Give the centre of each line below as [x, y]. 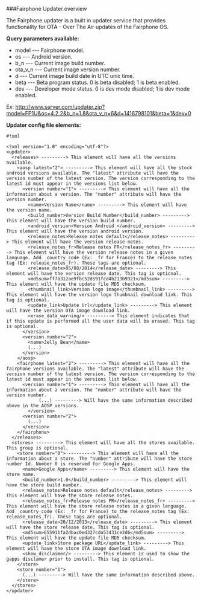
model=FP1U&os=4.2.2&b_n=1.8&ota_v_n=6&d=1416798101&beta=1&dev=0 [99, 113]
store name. [21, 474]
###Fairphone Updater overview [47, 9]
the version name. [29, 210]
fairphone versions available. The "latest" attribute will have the [95, 369]
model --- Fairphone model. [49, 50]
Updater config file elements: [44, 125]
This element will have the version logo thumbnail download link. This [99, 295]
